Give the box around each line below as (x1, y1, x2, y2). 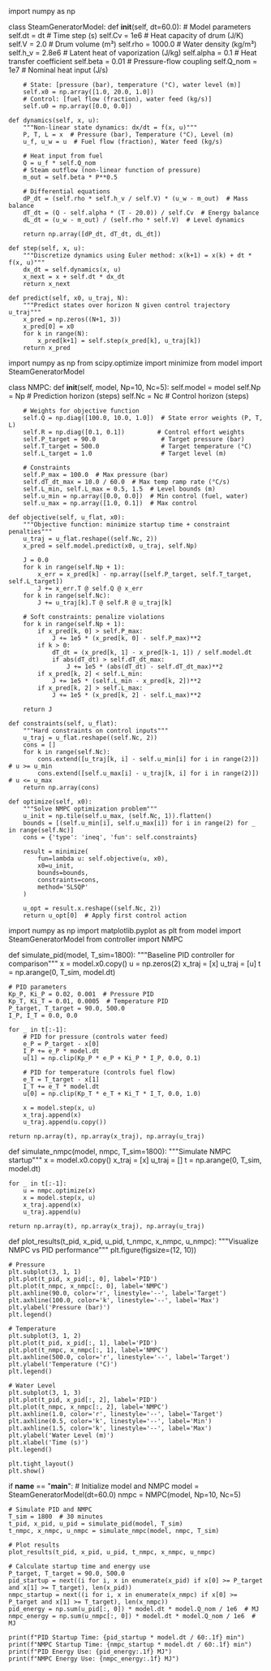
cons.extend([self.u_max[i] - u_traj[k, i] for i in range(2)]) (37, 769, 260, 777)
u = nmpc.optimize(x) (23, 1187, 96, 1195)
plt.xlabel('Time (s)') (8, 1439, 89, 1447)
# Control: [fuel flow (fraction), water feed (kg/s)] (23, 95, 213, 103)
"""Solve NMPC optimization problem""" (23, 805, 158, 813)
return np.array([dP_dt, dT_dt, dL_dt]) (23, 230, 161, 238)
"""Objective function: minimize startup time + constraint (23, 521, 230, 529)
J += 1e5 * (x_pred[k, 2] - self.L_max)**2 (51, 691, 201, 699)
